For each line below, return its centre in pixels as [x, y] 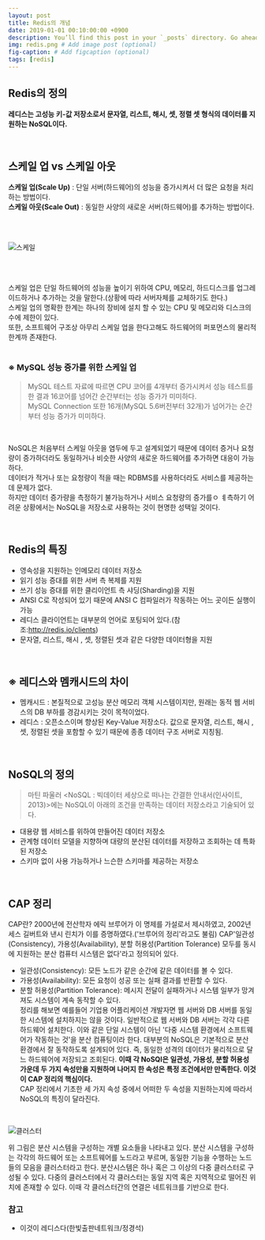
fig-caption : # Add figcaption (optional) [79, 52]
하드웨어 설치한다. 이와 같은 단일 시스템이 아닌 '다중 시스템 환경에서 [123, 1030]
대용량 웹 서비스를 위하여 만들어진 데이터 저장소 [92, 832]
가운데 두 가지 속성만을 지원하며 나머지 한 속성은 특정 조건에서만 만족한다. [131, 1070]
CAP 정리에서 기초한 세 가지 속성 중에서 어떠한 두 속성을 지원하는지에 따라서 [136, 1089]
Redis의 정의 [38, 94]
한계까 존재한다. [33, 337]
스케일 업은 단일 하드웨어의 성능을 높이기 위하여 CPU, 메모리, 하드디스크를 [121, 287]
